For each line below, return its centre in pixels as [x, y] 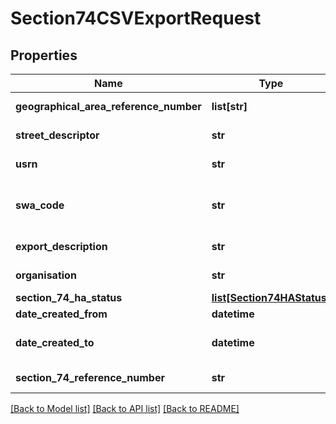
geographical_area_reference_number [108, 106]
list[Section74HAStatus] [271, 297]
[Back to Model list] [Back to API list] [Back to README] [125, 408]
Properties [44, 55]
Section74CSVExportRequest [136, 18]
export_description [61, 246]
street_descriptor [57, 135]
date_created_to [55, 342]
